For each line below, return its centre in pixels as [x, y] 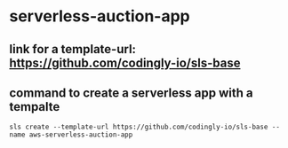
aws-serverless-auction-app [81, 135]
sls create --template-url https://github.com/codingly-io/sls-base [139, 127]
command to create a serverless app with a [131, 93]
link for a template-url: [72, 49]
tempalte [35, 107]
